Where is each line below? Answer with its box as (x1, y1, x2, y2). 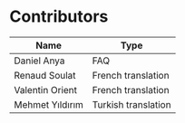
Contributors (9, 6, 109, 27)
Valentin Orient (14, 83, 78, 96)
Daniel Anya (14, 54, 65, 67)
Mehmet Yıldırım (14, 98, 84, 110)
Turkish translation (92, 98, 171, 110)
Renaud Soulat (14, 69, 76, 81)
